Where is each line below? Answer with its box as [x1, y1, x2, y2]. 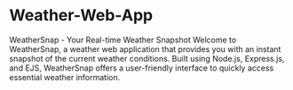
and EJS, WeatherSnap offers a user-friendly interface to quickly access [9, 63, 274, 73]
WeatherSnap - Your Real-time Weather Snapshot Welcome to [9, 34, 237, 45]
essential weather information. [9, 71, 121, 82]
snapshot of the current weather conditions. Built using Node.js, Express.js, [9, 53, 285, 64]
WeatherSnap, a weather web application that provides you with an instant [9, 43, 281, 54]
